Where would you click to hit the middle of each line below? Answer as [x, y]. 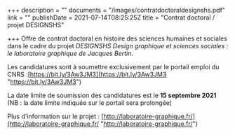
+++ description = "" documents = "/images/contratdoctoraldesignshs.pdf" [116, 10]
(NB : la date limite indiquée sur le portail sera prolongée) [90, 103]
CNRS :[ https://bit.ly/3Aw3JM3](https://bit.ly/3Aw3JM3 [87, 74]
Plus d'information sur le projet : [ [55, 116]
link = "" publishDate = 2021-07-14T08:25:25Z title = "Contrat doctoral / [111, 17]
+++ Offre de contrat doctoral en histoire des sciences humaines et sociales [117, 38]
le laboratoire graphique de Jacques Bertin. [70, 53]
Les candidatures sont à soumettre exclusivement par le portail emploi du [113, 67]
